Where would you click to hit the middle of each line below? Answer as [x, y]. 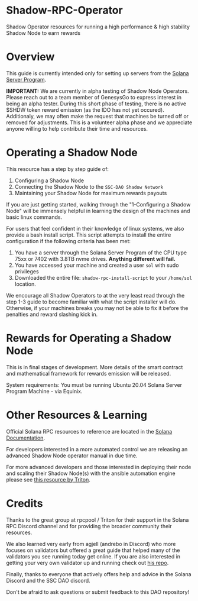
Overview [30, 57]
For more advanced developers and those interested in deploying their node [99, 467]
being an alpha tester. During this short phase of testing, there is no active [96, 104]
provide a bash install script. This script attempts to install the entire [89, 235]
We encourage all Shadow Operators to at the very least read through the [95, 295]
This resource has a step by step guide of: [58, 169]
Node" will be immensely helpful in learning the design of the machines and [98, 211]
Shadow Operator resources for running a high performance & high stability [98, 27]
